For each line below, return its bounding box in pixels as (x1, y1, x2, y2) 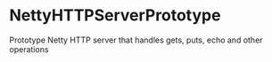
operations (9, 43, 49, 54)
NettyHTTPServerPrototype (9, 5, 221, 26)
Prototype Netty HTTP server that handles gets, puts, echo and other (9, 35, 263, 45)
